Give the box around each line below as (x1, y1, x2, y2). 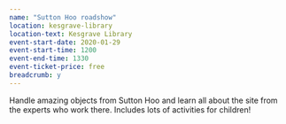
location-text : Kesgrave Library (9, 29, 133, 38)
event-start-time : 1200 (9, 46, 97, 55)
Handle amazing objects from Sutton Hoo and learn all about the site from (9, 95, 278, 105)
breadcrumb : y (9, 71, 62, 80)
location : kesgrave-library (9, 21, 113, 30)
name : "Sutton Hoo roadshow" (9, 12, 117, 22)
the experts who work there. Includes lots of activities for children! (9, 104, 251, 115)
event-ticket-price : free (9, 63, 104, 72)
